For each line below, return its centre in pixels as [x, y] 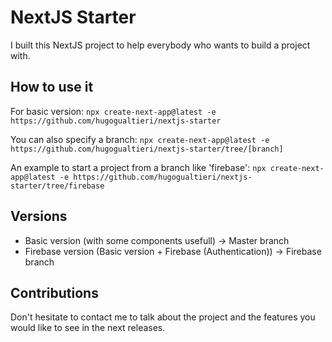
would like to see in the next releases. [88, 328]
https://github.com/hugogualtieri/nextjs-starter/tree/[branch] [147, 149]
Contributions [54, 292]
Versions [39, 216]
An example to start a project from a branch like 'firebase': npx [138, 167]
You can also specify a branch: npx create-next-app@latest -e [140, 139]
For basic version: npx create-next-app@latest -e [113, 111]
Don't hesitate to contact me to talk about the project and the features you [163, 317]
